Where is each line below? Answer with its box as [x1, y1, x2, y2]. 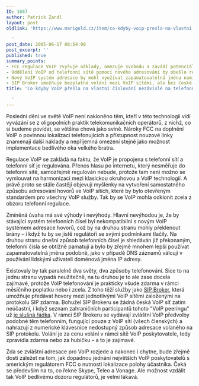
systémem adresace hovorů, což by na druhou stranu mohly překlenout [6, 224, 181, 231]
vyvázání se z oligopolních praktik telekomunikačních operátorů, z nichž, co [6, 119, 191, 126]
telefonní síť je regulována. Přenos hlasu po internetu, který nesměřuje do [6, 162, 185, 169]
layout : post [6, 20, 38, 26]
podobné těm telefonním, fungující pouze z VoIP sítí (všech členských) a [6, 317, 182, 324]
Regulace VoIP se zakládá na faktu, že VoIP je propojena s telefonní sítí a [6, 156, 184, 163]
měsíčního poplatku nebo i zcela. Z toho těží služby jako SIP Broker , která [6, 286, 185, 293]
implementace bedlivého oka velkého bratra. [6, 144, 115, 151]
